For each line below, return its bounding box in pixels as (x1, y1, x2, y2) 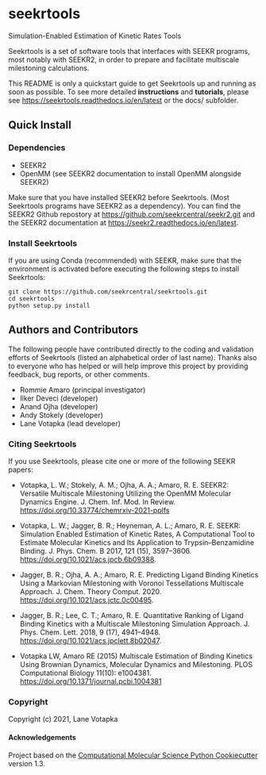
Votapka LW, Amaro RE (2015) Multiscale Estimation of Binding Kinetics (19, 651, 253, 661)
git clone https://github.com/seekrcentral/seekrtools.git (8, 287, 208, 296)
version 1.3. (8, 758, 46, 768)
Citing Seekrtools (8, 438, 77, 449)
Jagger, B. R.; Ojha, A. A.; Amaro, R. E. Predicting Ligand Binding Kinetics (19, 570, 259, 580)
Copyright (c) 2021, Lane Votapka (8, 715, 118, 724)
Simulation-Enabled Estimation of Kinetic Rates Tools (8, 31, 182, 40)
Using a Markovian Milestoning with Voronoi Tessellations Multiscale (19, 578, 245, 588)
